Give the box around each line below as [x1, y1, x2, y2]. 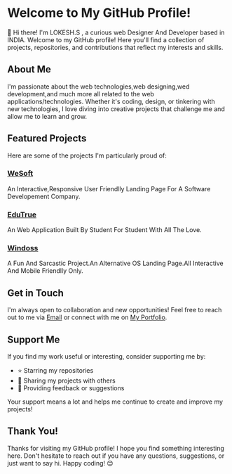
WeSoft [7, 169, 34, 179]
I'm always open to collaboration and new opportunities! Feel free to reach [7, 306, 222, 314]
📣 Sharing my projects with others [17, 376, 116, 385]
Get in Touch [7, 287, 64, 299]
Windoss [7, 243, 39, 253]
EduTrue [7, 210, 37, 219]
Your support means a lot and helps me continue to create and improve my [7, 397, 223, 406]
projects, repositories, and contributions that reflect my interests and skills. [7, 43, 224, 51]
